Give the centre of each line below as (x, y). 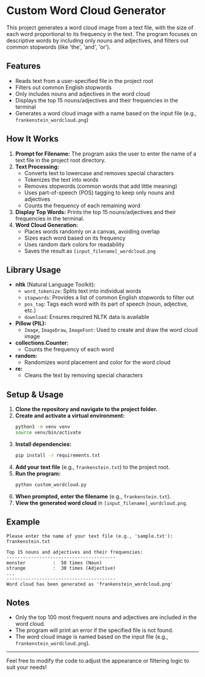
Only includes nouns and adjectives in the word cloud (82, 94)
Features (23, 66)
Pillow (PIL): (31, 323)
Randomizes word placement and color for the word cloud (97, 362)
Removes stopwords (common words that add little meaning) (101, 186)
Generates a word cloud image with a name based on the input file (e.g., (106, 113)
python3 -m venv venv (43, 427)
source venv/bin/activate (48, 433)
